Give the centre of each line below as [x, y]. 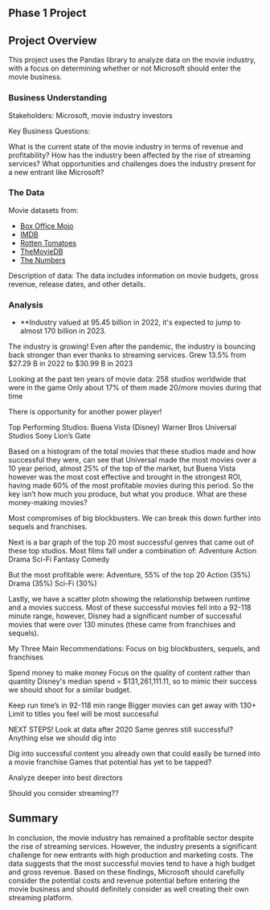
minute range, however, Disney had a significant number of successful [125, 616]
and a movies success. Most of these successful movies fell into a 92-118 [130, 608]
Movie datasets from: [43, 210]
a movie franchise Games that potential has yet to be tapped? [110, 762]
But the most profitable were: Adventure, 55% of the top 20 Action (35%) [130, 575]
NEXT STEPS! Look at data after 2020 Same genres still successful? [121, 729]
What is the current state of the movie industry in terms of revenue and [126, 146]
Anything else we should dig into [62, 738]
